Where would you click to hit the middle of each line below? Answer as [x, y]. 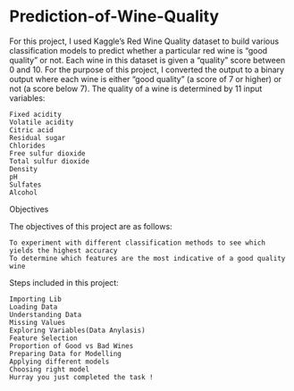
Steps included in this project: [64, 282]
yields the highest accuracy [63, 250]
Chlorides [28, 146]
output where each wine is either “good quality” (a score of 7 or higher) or [146, 79]
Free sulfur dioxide [48, 154]
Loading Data [34, 307]
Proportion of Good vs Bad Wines [71, 345]
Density [24, 169]
